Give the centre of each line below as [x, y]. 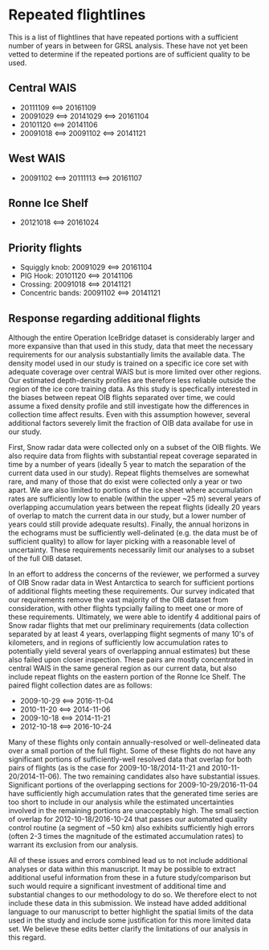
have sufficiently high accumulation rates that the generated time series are [133, 793]
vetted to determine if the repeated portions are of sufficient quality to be [129, 54]
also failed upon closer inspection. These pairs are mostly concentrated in [131, 659]
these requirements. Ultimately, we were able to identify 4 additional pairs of [134, 617]
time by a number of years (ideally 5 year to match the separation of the [127, 464]
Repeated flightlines [77, 15]
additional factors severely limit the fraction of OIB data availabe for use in [131, 423]
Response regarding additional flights [104, 318]
